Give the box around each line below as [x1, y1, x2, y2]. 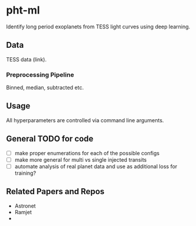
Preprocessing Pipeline [6, 70, 74, 78]
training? [14, 169, 37, 176]
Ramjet [14, 208, 32, 215]
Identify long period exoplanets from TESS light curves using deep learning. [6, 23, 191, 30]
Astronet [14, 202, 36, 209]
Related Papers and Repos [6, 186, 105, 196]
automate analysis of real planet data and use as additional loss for [14, 163, 178, 170]
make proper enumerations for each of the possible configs [14, 149, 160, 156]
